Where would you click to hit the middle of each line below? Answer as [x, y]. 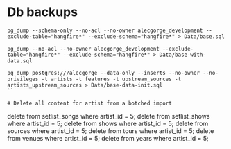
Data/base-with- [183, 55]
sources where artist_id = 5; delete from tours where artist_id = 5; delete [111, 131]
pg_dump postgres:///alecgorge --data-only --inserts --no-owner [103, 73]
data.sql [20, 61]
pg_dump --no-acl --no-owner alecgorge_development [83, 49]
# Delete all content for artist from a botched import [89, 103]
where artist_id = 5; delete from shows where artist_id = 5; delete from [108, 123]
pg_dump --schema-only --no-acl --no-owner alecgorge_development [105, 30]
